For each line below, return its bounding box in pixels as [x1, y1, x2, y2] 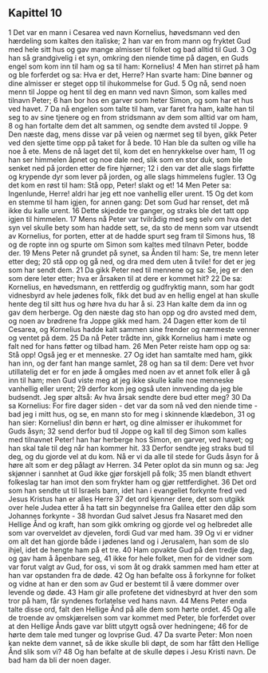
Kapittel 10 [8, 6, 62, 20]
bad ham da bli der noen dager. [8, 655, 112, 665]
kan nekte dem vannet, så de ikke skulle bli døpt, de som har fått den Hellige [8, 638, 259, 647]
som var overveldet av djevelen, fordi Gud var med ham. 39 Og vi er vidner [8, 528, 254, 537]
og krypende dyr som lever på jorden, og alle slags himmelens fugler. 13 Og [8, 172, 257, 181]
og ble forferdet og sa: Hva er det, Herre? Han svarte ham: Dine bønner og [8, 69, 253, 79]
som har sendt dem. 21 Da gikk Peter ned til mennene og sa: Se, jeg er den [8, 265, 254, 275]
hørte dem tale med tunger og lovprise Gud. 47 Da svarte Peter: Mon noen [8, 630, 253, 639]
